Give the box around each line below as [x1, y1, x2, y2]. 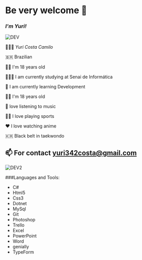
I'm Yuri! [5, 23, 27, 30]
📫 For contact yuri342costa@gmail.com [5, 148, 137, 157]
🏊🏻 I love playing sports [5, 113, 55, 119]
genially [12, 244, 29, 250]
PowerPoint [12, 233, 37, 239]
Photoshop [12, 217, 35, 223]
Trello [12, 222, 25, 228]
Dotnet [12, 201, 27, 207]
